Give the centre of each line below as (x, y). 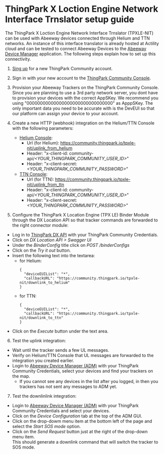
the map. (21, 376)
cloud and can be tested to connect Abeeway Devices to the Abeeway (76, 48)
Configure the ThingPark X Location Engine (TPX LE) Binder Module (81, 215)
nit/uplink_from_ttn (45, 184)
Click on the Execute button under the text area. (60, 331)
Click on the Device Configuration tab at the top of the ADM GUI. (77, 416)
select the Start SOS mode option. (46, 426)
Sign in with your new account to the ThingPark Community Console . (82, 78)
